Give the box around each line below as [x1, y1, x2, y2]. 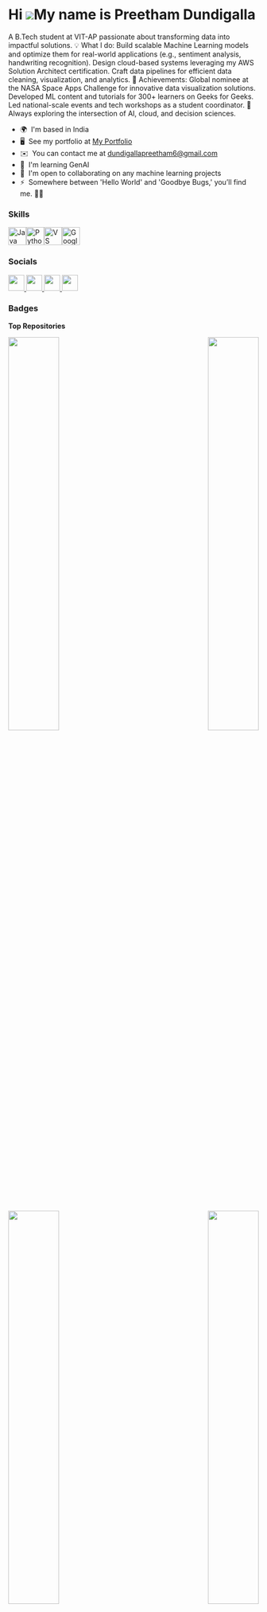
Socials [8, 256, 37, 268]
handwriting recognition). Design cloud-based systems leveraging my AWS [8, 57, 254, 67]
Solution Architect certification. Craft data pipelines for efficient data [8, 66, 232, 76]
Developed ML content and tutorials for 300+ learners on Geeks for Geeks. [8, 92, 254, 101]
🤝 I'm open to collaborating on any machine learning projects [19, 168, 222, 178]
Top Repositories [8, 321, 66, 331]
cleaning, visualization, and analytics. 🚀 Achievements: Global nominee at [8, 74, 249, 84]
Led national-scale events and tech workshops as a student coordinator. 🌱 [8, 100, 252, 109]
